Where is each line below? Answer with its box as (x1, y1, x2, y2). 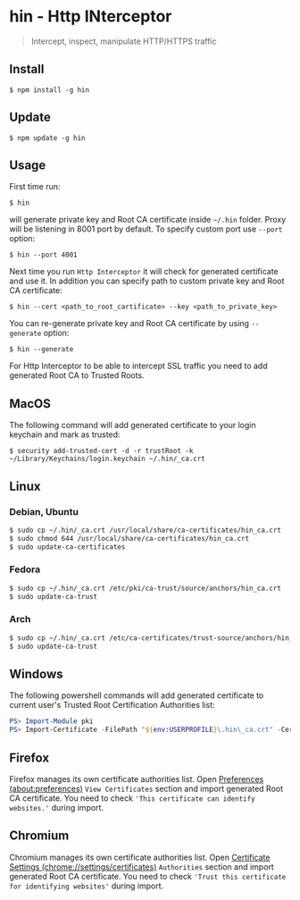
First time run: (9, 181, 61, 192)
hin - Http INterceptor (9, 6, 172, 27)
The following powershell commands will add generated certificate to (9, 690, 264, 701)
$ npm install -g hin (9, 85, 90, 95)
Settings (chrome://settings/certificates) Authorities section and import (9, 861, 274, 872)
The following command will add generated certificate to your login (9, 420, 256, 431)
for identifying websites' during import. (9, 880, 164, 891)
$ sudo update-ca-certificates (9, 543, 126, 551)
